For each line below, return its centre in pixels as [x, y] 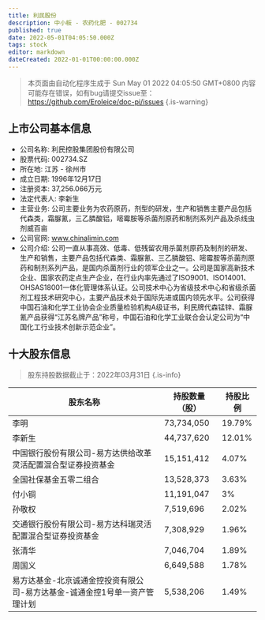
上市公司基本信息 [50, 128]
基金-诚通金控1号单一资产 [97, 592]
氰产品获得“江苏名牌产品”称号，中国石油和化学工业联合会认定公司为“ [131, 317]
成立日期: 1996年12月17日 [61, 178]
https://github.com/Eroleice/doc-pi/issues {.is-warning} [118, 101]
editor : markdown [37, 52]
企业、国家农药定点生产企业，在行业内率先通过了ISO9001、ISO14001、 [135, 277]
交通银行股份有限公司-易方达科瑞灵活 [82, 524]
